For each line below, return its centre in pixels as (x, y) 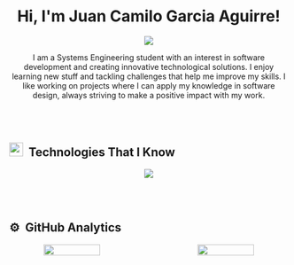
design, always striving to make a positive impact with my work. (149, 95)
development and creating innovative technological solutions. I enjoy (149, 66)
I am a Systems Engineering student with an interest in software (149, 57)
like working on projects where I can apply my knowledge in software (149, 85)
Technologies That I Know (101, 152)
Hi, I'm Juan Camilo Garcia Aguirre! (149, 16)
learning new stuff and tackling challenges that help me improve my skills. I (149, 76)
